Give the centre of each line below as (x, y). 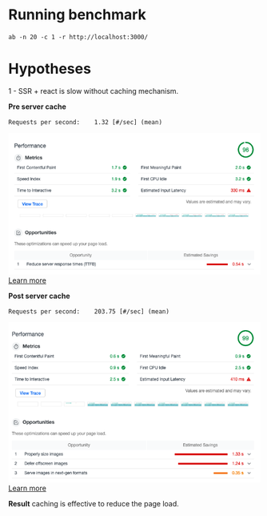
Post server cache (39, 296)
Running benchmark (77, 15)
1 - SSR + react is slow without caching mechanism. (94, 91)
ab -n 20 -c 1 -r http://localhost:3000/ (78, 37)
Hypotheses (50, 69)
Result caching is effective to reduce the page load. (94, 504)
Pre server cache (37, 107)
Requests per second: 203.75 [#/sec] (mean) (89, 312)
